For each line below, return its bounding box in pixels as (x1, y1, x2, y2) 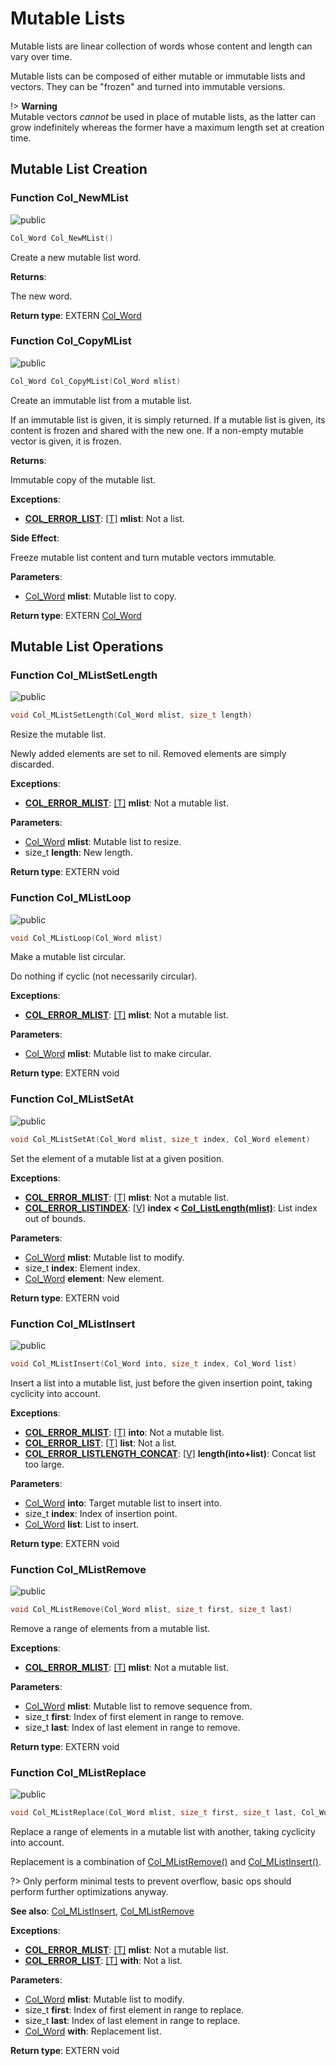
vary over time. (10, 50, 73, 62)
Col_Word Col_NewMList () (10, 233, 114, 243)
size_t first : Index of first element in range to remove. (24, 1710, 245, 1722)
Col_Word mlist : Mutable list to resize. (24, 836, 182, 848)
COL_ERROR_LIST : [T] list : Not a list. (24, 1437, 178, 1449)
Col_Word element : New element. (24, 1272, 165, 1284)
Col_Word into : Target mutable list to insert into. (24, 1497, 222, 1509)
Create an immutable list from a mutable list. (10, 394, 193, 406)
